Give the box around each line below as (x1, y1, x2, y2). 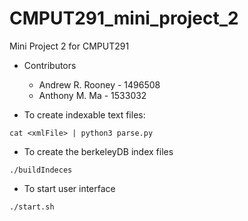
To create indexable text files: (23, 108, 146, 121)
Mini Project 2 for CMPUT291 (9, 40, 130, 52)
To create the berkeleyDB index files (23, 145, 174, 157)
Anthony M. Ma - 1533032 (38, 89, 147, 101)
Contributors (23, 59, 77, 71)
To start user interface (23, 182, 116, 194)
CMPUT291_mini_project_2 (9, 7, 239, 30)
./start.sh (9, 202, 55, 212)
